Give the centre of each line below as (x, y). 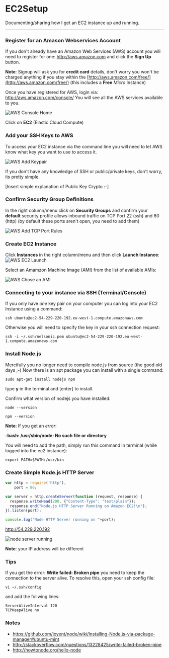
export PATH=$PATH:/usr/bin (35, 460)
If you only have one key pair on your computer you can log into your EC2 (81, 304)
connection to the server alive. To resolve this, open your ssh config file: (80, 578)
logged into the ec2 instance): (36, 450)
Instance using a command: (34, 309)
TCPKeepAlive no (22, 610)
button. (13, 62)
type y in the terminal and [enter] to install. (49, 388)
